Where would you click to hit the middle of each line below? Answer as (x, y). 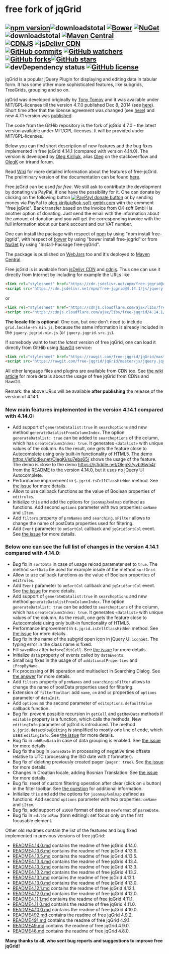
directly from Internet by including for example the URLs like (67, 275)
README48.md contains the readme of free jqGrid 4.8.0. (71, 931)
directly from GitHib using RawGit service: (49, 348)
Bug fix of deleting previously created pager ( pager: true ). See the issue (88, 762)
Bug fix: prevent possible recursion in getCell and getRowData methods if (88, 714)
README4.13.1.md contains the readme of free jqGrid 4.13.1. (74, 877)
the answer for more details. (42, 676)
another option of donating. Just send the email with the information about (82, 213)
